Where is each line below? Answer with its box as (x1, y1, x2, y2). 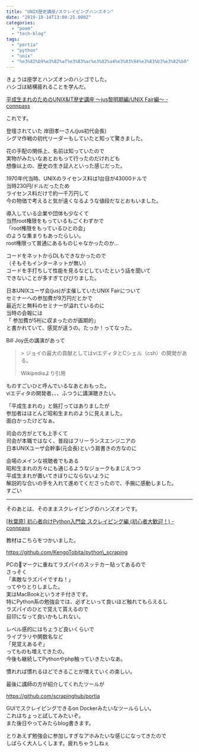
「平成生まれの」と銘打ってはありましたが (6, 402, 110, 409)
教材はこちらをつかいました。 (6, 536, 79, 544)
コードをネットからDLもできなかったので (6, 252, 107, 259)
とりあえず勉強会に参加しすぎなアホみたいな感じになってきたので (6, 732, 167, 739)
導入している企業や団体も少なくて (6, 209, 89, 217)
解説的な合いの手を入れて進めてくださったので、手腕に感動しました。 (6, 479, 177, 486)
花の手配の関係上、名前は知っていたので (6, 147, 105, 155)
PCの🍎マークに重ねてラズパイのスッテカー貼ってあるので (6, 561, 146, 568)
